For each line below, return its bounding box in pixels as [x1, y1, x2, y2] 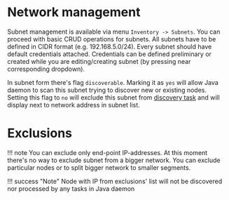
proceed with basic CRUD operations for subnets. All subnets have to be [7, 34, 216, 43]
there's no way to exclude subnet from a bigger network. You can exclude [7, 156, 221, 164]
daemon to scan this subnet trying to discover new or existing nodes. [7, 86, 207, 94]
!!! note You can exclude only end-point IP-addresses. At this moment [7, 148, 208, 156]
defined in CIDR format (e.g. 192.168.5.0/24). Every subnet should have [7, 42, 212, 51]
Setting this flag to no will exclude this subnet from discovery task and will [7, 93, 221, 102]
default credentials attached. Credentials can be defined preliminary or [7, 50, 212, 58]
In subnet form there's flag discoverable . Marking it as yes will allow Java [7, 78, 218, 86]
